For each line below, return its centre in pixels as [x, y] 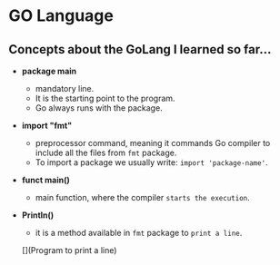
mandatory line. [65, 88]
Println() [38, 215]
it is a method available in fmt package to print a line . [139, 233]
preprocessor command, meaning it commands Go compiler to [153, 143]
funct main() [45, 180]
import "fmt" [47, 125]
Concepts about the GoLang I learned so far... [140, 49]
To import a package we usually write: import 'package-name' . [152, 162]
